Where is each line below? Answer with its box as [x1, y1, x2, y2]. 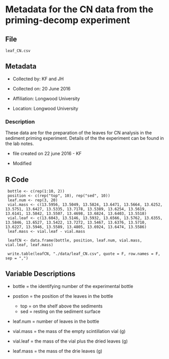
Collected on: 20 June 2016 [12, 85, 71, 91]
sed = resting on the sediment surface [20, 308, 101, 315]
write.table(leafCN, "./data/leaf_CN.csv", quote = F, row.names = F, [7, 251, 160, 256]
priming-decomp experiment [5, 14, 130, 26]
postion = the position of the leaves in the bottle [12, 293, 114, 299]
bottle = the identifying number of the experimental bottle [12, 283, 133, 289]
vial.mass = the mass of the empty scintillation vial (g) [12, 328, 126, 334]
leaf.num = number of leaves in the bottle [12, 318, 99, 324]
